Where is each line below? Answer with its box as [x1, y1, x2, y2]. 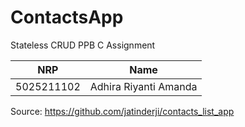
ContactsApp [10, 6, 124, 29]
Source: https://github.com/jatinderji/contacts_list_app [10, 105, 235, 117]
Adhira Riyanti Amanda [89, 79, 198, 93]
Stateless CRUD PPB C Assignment [10, 39, 156, 51]
